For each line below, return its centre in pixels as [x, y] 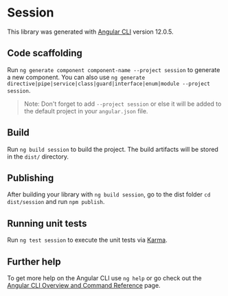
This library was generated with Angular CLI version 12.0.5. [90, 32]
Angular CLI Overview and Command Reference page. [84, 285]
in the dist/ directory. [38, 157]
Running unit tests [47, 224]
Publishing [31, 178]
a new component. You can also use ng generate [76, 77]
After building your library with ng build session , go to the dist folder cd [109, 194]
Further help [34, 261]
